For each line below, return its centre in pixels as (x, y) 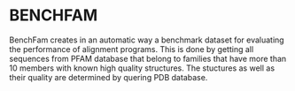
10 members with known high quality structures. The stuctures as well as (142, 68)
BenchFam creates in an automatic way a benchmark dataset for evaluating (147, 40)
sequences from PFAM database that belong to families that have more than (148, 58)
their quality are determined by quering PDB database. (109, 77)
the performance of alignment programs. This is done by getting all (132, 49)
